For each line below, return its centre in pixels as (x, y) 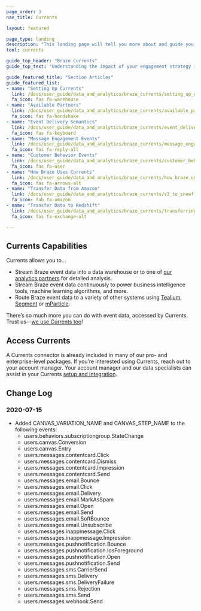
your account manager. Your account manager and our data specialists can (99, 368)
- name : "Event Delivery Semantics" (52, 122)
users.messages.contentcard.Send (67, 474)
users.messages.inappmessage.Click (69, 531)
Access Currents (38, 341)
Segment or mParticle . (42, 304)
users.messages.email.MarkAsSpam (69, 499)
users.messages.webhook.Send (63, 601)
